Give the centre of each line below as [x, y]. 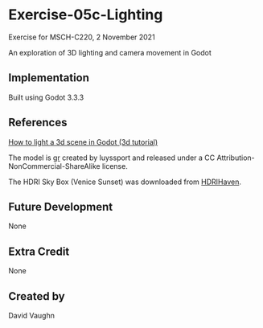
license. [115, 166]
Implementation [49, 78]
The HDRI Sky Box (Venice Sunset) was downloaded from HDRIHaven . [125, 182]
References [38, 123]
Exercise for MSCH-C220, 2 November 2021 [82, 37]
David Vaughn [31, 316]
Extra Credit [39, 251]
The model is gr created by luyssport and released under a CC [112, 158]
